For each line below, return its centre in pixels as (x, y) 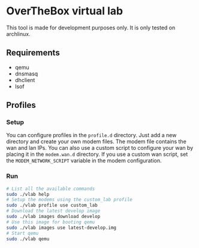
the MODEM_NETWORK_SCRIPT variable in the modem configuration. (84, 161)
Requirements (33, 53)
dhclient (25, 80)
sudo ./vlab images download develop (53, 217)
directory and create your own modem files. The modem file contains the (97, 141)
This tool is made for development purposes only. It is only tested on (91, 28)
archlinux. (19, 34)
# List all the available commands (51, 189)
